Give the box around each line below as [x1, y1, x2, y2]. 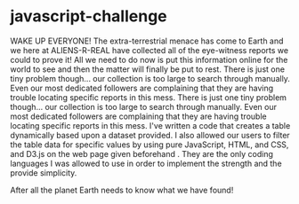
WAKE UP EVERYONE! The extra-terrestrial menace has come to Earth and [10, 35, 284, 46]
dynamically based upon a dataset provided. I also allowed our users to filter [10, 129, 290, 140]
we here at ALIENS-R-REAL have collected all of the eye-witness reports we [10, 44, 288, 55]
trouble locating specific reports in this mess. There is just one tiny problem [10, 91, 287, 103]
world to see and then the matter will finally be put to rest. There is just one [10, 64, 286, 75]
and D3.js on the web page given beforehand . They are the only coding [10, 148, 274, 159]
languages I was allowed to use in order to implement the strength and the [10, 158, 283, 169]
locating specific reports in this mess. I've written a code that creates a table [10, 120, 291, 130]
